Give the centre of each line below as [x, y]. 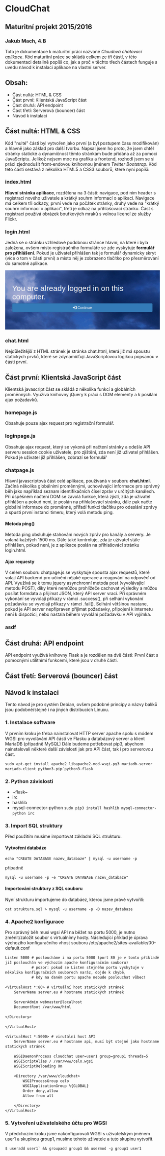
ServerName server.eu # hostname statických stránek [69, 992]
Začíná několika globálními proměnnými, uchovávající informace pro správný [82, 486]
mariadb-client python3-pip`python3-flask [49, 769]
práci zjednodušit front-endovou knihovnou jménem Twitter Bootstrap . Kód [81, 164]
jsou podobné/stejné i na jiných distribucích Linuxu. [57, 710]
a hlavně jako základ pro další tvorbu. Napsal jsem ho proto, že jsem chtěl [80, 148]
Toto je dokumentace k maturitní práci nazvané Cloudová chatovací [74, 51]
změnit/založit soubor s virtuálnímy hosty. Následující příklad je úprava [77, 937]
